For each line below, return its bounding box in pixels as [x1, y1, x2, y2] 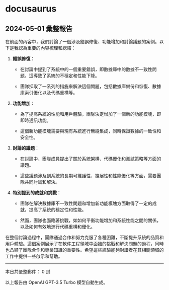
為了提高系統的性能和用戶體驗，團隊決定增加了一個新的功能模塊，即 [20, 111, 161, 117]
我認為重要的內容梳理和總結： [14, 45, 76, 51]
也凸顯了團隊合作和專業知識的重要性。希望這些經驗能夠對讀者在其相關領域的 [5, 247, 164, 253]
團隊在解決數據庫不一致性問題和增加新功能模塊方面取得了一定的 [20, 200, 152, 206]
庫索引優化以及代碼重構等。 [20, 90, 78, 96]
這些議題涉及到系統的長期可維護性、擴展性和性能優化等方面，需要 [20, 173, 157, 179]
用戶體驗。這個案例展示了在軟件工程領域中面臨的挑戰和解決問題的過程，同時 [5, 241, 164, 247]
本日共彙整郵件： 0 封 [5, 269, 50, 274]
